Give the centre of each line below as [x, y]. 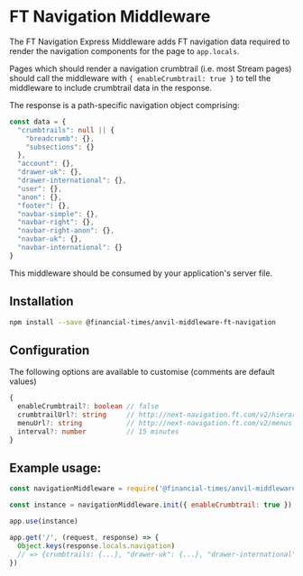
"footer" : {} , [44, 206]
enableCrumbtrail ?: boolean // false [88, 407]
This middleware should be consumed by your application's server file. [141, 273]
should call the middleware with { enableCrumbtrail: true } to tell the [140, 78]
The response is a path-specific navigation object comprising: [125, 105]
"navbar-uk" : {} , [50, 239]
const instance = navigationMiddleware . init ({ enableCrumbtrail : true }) [151, 505]
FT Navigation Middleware [110, 17]
